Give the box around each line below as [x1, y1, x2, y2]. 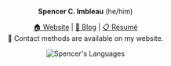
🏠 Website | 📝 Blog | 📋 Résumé [33, 23, 138, 31]
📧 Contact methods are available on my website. [7, 34, 164, 42]
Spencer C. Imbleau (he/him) [38, 7, 133, 16]
